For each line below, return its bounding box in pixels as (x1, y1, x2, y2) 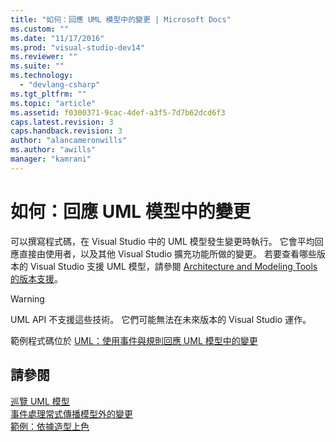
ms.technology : (10, 71, 74, 81)
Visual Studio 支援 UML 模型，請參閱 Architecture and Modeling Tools (29, 260, 318, 272)
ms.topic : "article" (10, 98, 97, 108)
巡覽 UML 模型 (10, 395, 70, 407)
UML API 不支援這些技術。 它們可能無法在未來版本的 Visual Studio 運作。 (10, 313, 312, 325)
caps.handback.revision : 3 (10, 126, 123, 136)
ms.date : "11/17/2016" (10, 33, 105, 43)
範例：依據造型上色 (10, 420, 90, 432)
